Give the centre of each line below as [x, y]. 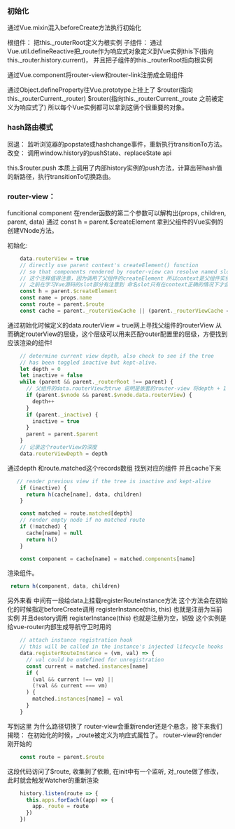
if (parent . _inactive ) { [62, 414]
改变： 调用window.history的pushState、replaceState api [90, 153]
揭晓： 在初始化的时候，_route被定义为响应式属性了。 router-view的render [115, 735]
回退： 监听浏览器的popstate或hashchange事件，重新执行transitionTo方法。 [116, 144]
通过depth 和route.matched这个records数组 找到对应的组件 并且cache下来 [114, 468]
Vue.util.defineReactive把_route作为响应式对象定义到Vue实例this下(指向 [111, 51]
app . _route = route [61, 807]
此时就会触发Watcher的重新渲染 [53, 780]
